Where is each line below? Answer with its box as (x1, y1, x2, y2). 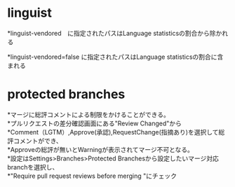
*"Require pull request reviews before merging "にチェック (7, 172, 177, 180)
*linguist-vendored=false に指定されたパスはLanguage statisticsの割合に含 (7, 53, 224, 61)
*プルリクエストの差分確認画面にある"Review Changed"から (7, 119, 182, 127)
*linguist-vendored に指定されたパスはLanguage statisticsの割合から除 (7, 29, 216, 37)
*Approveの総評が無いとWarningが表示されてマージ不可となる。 (7, 145, 194, 153)
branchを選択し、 (7, 162, 59, 171)
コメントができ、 (13, 137, 63, 145)
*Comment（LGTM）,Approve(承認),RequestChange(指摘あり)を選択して (7, 127, 219, 136)
